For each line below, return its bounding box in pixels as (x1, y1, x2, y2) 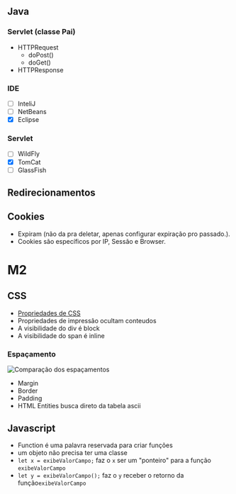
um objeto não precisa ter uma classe (17, 448, 128, 456)
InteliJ (17, 99, 36, 108)
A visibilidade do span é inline (17, 331, 105, 339)
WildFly (17, 150, 40, 158)
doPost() (28, 50, 55, 59)
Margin (17, 379, 39, 388)
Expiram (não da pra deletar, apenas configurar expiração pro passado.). (17, 230, 230, 238)
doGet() (28, 58, 51, 67)
